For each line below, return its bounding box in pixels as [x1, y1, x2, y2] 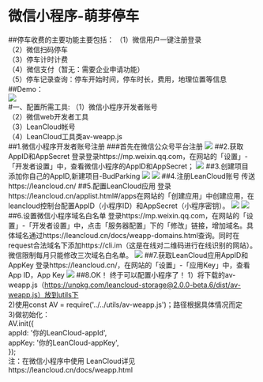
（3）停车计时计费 [8, 55, 69, 64]
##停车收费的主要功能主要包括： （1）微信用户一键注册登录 [8, 35, 202, 44]
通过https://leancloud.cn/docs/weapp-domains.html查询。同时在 [28, 230, 240, 240]
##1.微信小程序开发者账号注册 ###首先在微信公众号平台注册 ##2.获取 [8, 142, 244, 151]
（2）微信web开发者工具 [8, 112, 89, 121]
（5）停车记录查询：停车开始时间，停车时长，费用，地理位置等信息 [8, 74, 227, 84]
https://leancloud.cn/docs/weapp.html [8, 365, 133, 374]
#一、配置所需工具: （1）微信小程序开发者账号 [8, 102, 158, 112]
